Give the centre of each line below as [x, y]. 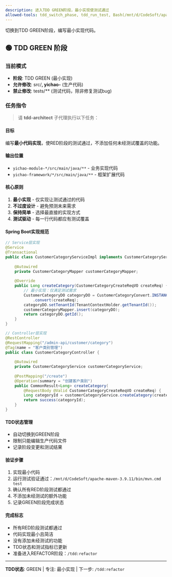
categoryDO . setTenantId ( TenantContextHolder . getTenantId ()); [90, 305]
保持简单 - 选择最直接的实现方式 [47, 212]
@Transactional [21, 252]
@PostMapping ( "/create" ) [41, 376]
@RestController [23, 338]
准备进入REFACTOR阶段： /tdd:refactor [55, 553]
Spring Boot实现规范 [27, 231]
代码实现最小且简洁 [33, 534]
